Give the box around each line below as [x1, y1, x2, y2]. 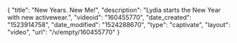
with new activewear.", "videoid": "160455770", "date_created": [7, 13, 192, 21]
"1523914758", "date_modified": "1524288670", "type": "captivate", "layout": [7, 21, 231, 28]
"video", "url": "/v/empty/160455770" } [7, 28, 120, 36]
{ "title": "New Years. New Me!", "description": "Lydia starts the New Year [7, 6, 221, 14]
